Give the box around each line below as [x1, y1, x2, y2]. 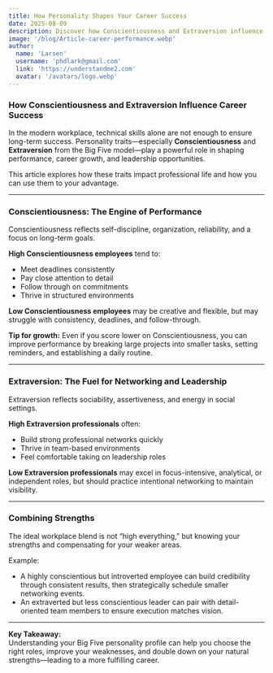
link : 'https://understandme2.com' [15, 65, 136, 73]
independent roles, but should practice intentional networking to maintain [8, 476, 253, 486]
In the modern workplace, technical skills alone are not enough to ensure [8, 128, 253, 137]
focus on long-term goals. [8, 233, 96, 243]
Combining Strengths [8, 513, 95, 524]
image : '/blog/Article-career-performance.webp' [8, 34, 176, 43]
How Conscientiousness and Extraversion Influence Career [8, 99, 248, 111]
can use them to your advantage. [8, 178, 119, 188]
